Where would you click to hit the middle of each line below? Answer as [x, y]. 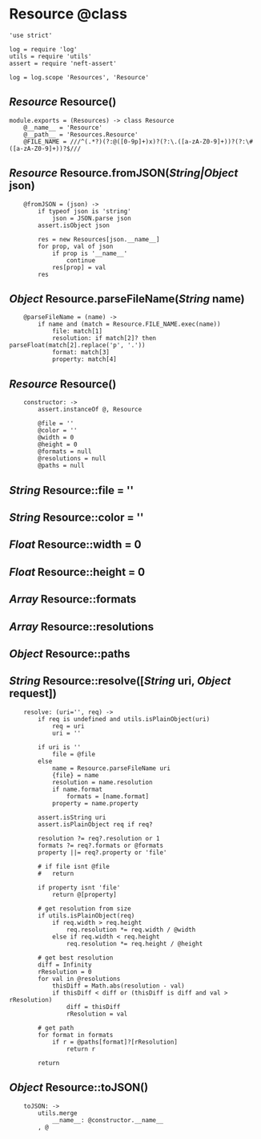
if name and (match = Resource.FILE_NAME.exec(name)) [129, 324]
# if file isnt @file [74, 866]
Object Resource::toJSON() [79, 1088]
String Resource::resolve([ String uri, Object [120, 681]
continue [80, 260]
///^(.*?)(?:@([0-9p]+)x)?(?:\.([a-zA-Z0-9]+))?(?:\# [161, 141]
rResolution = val [97, 1014]
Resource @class [68, 14]
